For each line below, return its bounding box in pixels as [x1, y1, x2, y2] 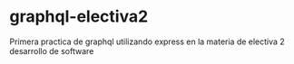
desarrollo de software [9, 45, 94, 56]
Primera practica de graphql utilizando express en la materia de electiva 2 [9, 36, 286, 47]
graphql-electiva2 [9, 6, 149, 27]
